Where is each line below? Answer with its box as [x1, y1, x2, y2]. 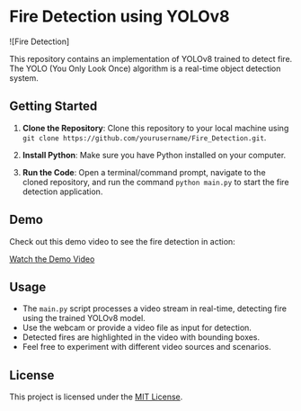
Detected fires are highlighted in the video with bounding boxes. [22, 332, 261, 343]
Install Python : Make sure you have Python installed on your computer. [22, 149, 287, 160]
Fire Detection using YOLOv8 [9, 6, 231, 27]
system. [9, 72, 39, 83]
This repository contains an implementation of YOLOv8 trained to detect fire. [9, 53, 293, 64]
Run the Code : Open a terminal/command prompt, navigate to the [22, 166, 267, 177]
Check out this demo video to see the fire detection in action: [9, 236, 235, 246]
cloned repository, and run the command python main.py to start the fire [22, 176, 289, 187]
